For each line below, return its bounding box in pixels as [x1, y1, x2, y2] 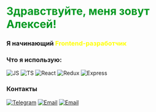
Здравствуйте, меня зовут [6, 4, 150, 18]
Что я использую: [6, 56, 63, 64]
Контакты [6, 84, 38, 93]
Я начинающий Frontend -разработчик [6, 39, 127, 48]
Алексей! [6, 17, 57, 31]
